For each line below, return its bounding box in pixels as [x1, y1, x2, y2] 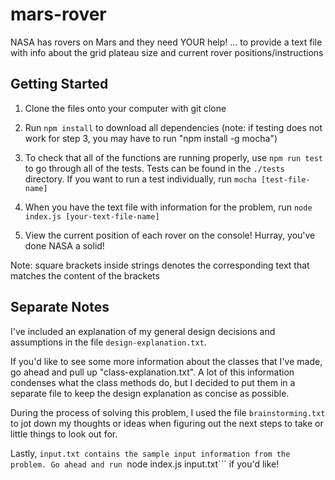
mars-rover [10, 3, 107, 26]
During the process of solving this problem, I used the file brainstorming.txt [10, 406, 326, 418]
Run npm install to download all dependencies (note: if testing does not [24, 121, 323, 133]
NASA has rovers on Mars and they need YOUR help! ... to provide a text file [10, 36, 323, 48]
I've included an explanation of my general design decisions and [10, 325, 276, 337]
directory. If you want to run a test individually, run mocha [24, 173, 257, 185]
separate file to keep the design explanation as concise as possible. [10, 387, 290, 399]
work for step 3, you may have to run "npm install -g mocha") [24, 132, 278, 144]
